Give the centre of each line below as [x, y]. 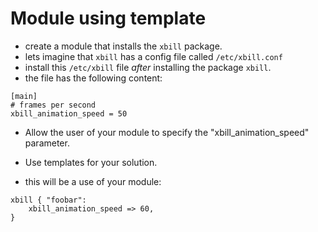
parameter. [47, 143]
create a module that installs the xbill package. [123, 46]
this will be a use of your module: [93, 181]
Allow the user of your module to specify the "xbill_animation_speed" [167, 132]
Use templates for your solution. [91, 162]
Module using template [108, 18]
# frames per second [53, 105]
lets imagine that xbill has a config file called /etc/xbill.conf [153, 56]
